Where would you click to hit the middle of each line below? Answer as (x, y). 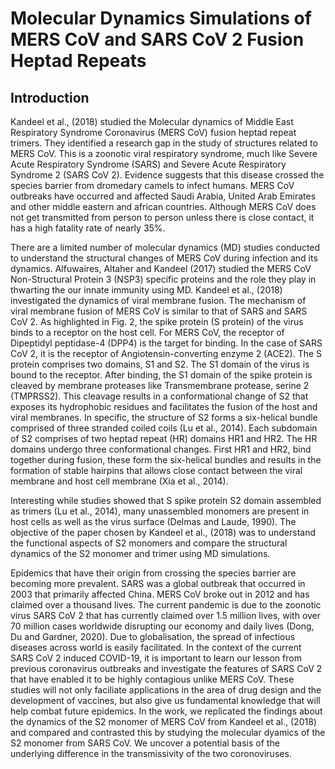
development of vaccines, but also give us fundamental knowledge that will (165, 700)
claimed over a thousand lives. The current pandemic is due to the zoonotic (166, 605)
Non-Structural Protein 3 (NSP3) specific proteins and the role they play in (163, 279)
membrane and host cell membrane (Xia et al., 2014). (119, 481)
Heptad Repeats (78, 61)
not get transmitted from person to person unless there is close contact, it (162, 217)
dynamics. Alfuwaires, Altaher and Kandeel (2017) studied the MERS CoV (161, 268)
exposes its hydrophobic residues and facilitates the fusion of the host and (164, 406)
